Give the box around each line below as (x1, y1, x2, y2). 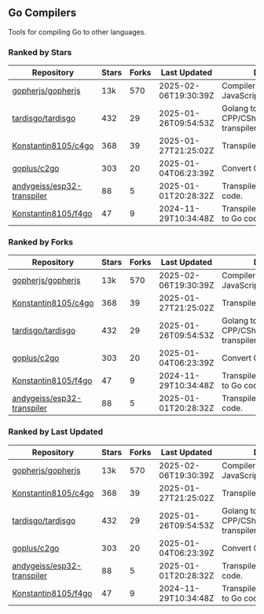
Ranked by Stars (8, 46, 72, 57)
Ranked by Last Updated (8, 426, 104, 437)
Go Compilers (8, 6, 77, 20)
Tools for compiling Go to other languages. (8, 27, 147, 36)
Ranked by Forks (8, 237, 73, 248)
